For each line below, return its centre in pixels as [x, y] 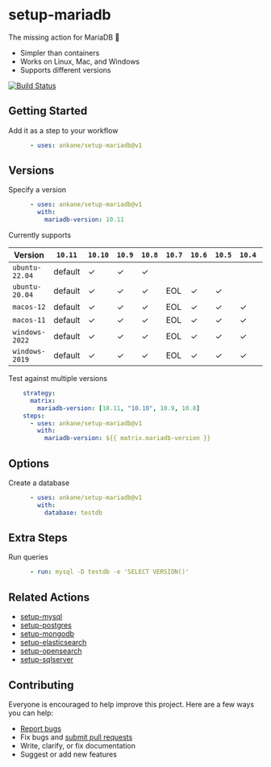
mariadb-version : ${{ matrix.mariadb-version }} [127, 438]
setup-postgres [46, 625]
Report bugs [41, 728]
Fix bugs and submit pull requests [76, 737]
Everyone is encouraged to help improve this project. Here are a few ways [131, 704]
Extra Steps [38, 538]
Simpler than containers [60, 52]
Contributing [41, 685]
